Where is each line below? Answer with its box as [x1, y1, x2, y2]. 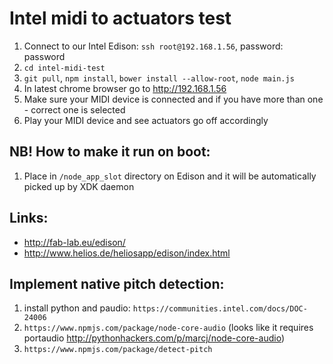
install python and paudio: [23, 302, 131, 314]
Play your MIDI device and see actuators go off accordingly [23, 114, 269, 126]
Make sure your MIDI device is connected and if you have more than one [23, 93, 324, 105]
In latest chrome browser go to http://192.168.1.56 [23, 82, 227, 94]
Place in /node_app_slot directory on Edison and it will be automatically [23, 170, 317, 182]
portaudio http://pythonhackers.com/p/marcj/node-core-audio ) [23, 332, 285, 344]
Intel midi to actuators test [9, 7, 232, 30]
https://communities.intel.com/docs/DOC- [132, 304, 308, 314]
